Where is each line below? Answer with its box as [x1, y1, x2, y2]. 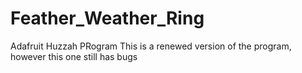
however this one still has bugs [10, 50, 138, 62]
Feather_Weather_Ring [10, 7, 205, 30]
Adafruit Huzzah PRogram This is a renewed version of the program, [10, 40, 292, 52]
